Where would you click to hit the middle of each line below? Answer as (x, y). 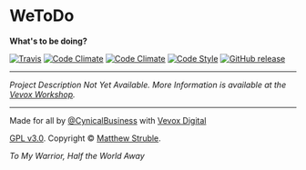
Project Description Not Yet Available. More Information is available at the (148, 85)
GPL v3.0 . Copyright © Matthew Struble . (85, 138)
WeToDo (42, 16)
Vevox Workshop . (42, 94)
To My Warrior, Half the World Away (77, 155)
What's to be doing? (49, 41)
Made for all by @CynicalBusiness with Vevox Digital (108, 120)
